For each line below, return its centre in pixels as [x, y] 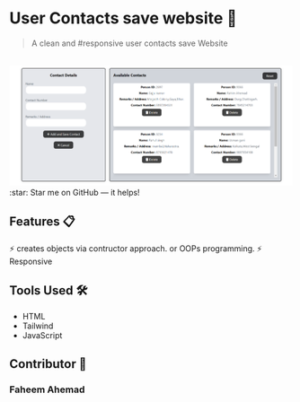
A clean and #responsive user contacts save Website [129, 43]
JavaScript [42, 336]
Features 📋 [42, 222]
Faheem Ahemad [47, 389]
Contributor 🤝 [48, 364]
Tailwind [38, 326]
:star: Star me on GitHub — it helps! [75, 192]
